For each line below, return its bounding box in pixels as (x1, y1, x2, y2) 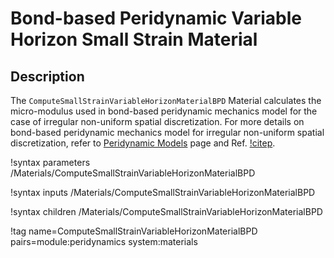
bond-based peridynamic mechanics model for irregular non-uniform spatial (10, 127, 325, 138)
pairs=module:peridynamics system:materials (10, 236, 198, 247)
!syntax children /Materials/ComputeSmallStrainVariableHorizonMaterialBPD (10, 206, 323, 217)
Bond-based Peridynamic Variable (10, 7, 302, 30)
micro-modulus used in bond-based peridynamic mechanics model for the (10, 105, 318, 117)
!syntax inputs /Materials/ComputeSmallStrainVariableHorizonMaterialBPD (10, 187, 316, 198)
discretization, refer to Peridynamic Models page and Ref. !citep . (10, 137, 276, 149)
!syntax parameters (10, 157, 91, 168)
